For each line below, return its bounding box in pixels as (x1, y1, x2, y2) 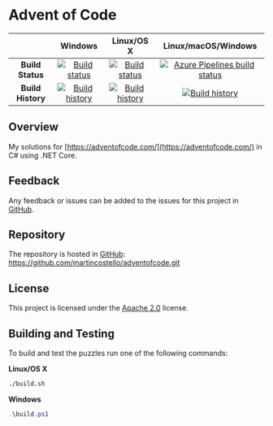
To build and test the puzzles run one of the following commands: (8, 348, 228, 358)
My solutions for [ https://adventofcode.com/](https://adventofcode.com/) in (8, 141, 262, 151)
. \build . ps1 (8, 410, 49, 418)
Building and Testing (8, 327, 115, 341)
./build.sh (8, 380, 45, 388)
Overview (8, 120, 59, 134)
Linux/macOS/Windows (162, 40, 258, 51)
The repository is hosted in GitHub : (8, 250, 126, 259)
